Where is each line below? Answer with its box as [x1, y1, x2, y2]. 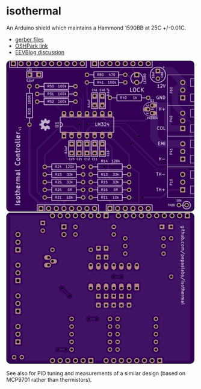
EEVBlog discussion [14, 48, 65, 55]
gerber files [14, 36, 44, 43]
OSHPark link [14, 42, 48, 49]
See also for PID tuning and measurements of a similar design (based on [6, 369, 185, 377]
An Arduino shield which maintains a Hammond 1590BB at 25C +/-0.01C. [6, 24, 187, 31]
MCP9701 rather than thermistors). [6, 376, 92, 383]
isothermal [6, 4, 61, 18]
